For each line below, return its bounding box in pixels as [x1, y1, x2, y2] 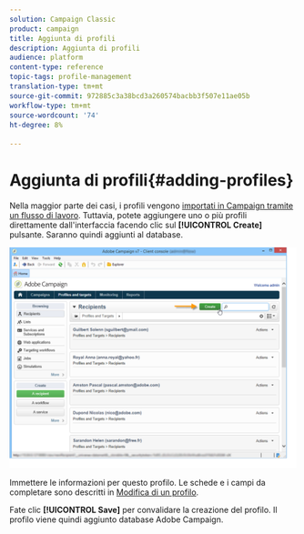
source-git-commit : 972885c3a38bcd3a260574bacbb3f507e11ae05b [9, 91, 250, 100]
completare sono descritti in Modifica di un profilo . [9, 487, 199, 498]
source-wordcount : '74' [9, 110, 100, 120]
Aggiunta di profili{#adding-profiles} [9, 170, 294, 191]
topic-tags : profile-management [9, 73, 132, 82]
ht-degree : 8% [9, 120, 64, 129]
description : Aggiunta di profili [9, 44, 141, 53]
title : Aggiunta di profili [9, 34, 117, 43]
